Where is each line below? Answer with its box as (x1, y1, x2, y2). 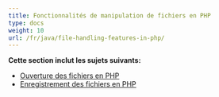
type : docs (8, 19, 44, 27)
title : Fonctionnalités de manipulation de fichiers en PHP (8, 11, 212, 20)
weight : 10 (8, 26, 44, 34)
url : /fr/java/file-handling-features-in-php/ (8, 33, 165, 42)
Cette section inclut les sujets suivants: (8, 56, 141, 65)
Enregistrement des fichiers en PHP (19, 80, 136, 89)
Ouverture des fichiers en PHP (19, 71, 120, 80)
